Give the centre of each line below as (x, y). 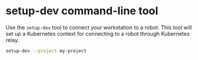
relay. (12, 40)
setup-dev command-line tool (82, 11)
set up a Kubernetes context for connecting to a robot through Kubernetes (98, 33)
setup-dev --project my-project (46, 51)
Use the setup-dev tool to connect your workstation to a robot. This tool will (99, 27)
